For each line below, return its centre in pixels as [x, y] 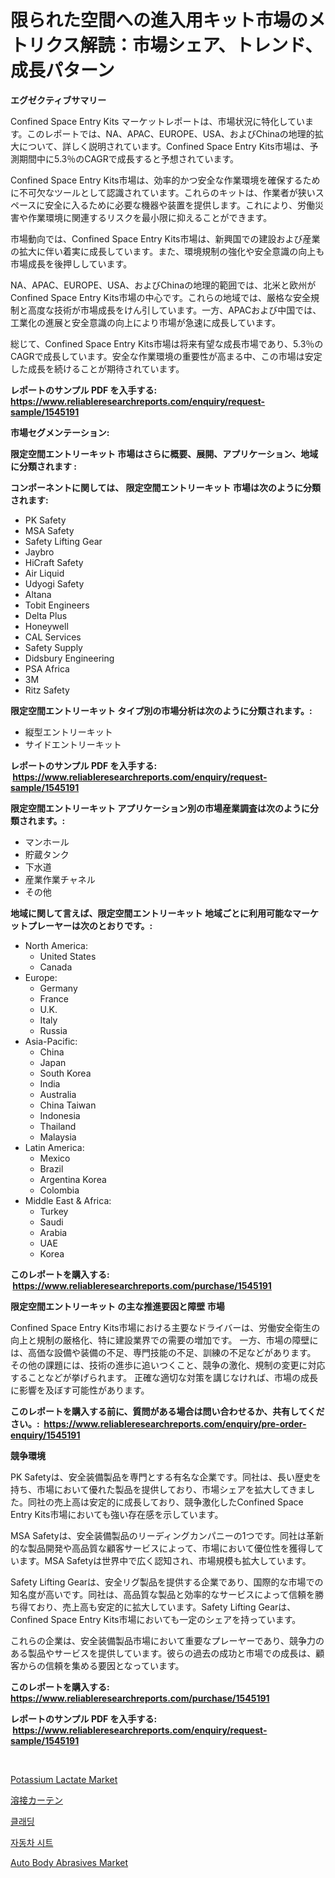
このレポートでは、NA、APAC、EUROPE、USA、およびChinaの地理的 [170, 133]
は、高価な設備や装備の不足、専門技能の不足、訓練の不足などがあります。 [163, 1352]
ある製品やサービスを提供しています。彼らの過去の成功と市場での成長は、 [163, 1653]
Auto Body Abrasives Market [69, 1862]
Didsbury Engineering [69, 658]
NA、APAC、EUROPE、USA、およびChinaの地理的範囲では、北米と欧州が [163, 285]
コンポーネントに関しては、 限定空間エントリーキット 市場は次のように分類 [165, 487]
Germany [58, 988]
